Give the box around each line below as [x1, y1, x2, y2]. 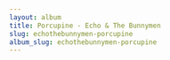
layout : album [9, 12, 62, 22]
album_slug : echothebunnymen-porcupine [9, 37, 158, 47]
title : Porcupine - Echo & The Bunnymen [9, 21, 162, 30]
